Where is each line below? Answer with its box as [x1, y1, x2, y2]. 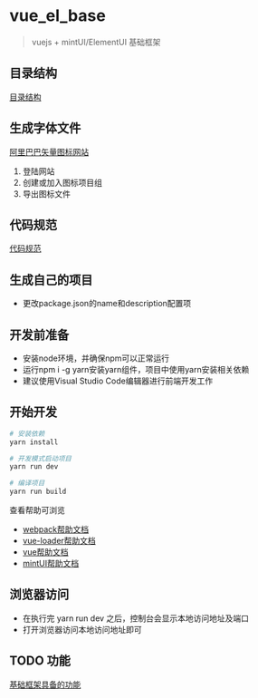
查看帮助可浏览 [9, 505, 65, 516]
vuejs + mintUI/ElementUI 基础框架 [31, 36, 161, 47]
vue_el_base [9, 5, 106, 26]
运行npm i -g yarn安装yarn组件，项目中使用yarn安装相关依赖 [22, 364, 250, 374]
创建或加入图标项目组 [22, 177, 102, 188]
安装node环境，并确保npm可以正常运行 [22, 353, 170, 364]
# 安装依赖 [9, 429, 45, 438]
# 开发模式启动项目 [9, 454, 72, 463]
